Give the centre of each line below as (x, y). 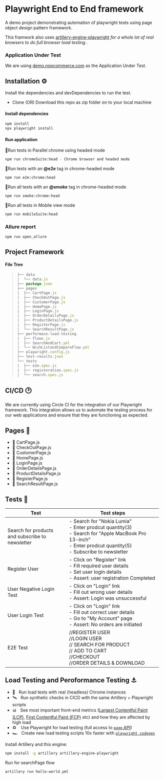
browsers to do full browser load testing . (46, 42)
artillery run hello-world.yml (37, 771)
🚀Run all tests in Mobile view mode (40, 205)
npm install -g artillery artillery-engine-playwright (62, 753)
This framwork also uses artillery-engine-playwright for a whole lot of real (79, 37)
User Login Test (26, 615)
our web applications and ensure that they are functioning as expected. (77, 415)
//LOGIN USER (85, 639)
